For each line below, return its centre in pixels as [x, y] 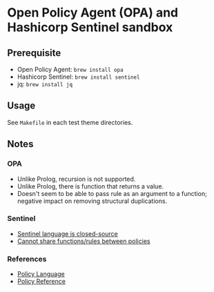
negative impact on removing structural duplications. [92, 201]
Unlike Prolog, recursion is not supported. [76, 179]
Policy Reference [41, 282]
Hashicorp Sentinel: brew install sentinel [78, 77]
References [27, 259]
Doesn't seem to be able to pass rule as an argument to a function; [112, 193]
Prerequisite [34, 53]
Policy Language [41, 274]
